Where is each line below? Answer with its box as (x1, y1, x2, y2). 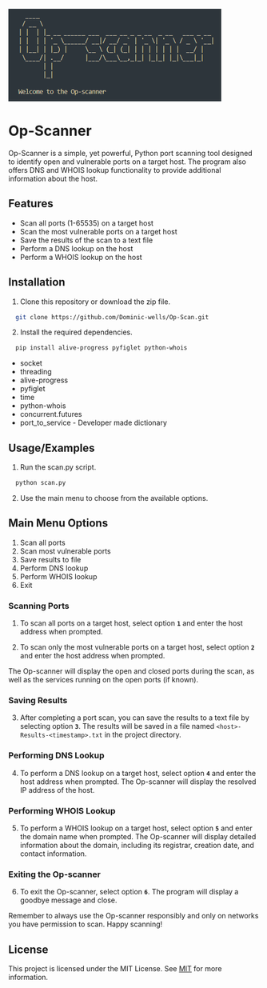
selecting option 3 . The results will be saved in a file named (19, 722, 215, 731)
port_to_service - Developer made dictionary (19, 418, 168, 428)
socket (19, 358, 42, 368)
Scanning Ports (8, 600, 70, 611)
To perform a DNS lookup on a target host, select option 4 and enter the (19, 768, 257, 778)
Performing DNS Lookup (8, 750, 106, 761)
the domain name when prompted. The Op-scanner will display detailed (19, 832, 257, 841)
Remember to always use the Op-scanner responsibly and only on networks (8, 911, 259, 921)
